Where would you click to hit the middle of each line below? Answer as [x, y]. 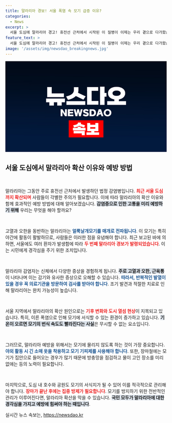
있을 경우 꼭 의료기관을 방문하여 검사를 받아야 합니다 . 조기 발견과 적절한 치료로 [82, 284]
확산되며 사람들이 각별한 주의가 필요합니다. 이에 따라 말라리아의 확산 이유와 [89, 197]
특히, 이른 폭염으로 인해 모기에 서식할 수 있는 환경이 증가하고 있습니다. [90, 317]
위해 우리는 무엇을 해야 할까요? [41, 210]
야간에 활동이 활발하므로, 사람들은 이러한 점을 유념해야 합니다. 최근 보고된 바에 [83, 237]
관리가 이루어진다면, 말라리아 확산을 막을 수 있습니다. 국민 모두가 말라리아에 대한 [85, 398]
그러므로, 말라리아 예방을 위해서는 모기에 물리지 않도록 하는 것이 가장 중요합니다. [85, 345]
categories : [18, 16]
